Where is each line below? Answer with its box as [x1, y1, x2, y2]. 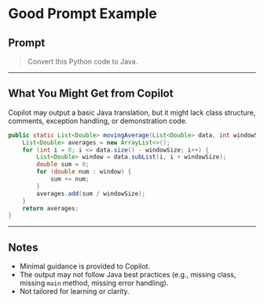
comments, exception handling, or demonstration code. [8, 115, 188, 126]
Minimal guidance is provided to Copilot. [19, 262, 151, 271]
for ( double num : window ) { [36, 168, 132, 176]
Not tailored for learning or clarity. [19, 287, 130, 296]
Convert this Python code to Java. [27, 57, 138, 66]
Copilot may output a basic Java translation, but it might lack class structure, [8, 108, 256, 117]
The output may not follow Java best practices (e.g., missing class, [19, 270, 236, 280]
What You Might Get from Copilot [8, 87, 174, 101]
